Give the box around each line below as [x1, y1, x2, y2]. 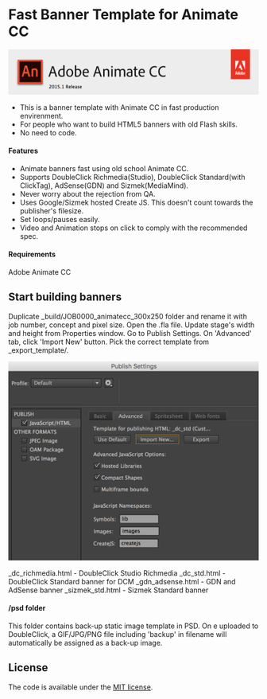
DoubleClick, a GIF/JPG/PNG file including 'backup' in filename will [8, 630, 227, 639]
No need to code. [19, 127, 77, 137]
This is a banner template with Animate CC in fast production [19, 102, 219, 112]
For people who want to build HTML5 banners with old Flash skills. [19, 119, 238, 129]
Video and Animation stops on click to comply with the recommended [19, 223, 248, 232]
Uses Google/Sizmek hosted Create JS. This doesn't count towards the [19, 197, 253, 207]
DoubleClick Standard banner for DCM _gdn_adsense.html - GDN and [8, 576, 236, 586]
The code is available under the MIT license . [8, 682, 153, 692]
